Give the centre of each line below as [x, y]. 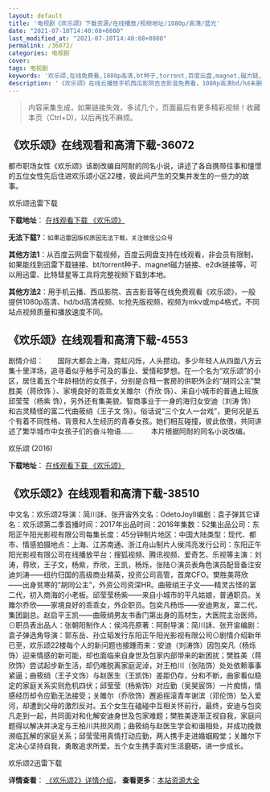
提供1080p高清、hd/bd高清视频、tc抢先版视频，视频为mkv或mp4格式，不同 [134, 302]
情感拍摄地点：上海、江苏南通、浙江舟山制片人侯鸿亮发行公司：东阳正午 [142, 544]
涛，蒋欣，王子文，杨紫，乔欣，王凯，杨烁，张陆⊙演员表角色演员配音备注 [131, 564]
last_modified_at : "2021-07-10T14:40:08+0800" [88, 38]
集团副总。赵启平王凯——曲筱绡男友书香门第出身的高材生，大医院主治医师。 [135, 615]
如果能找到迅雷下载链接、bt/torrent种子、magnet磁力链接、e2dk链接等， [129, 265]
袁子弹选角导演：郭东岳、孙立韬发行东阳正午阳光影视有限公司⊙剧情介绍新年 [135, 635]
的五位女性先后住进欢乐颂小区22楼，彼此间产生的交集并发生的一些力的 [125, 176]
